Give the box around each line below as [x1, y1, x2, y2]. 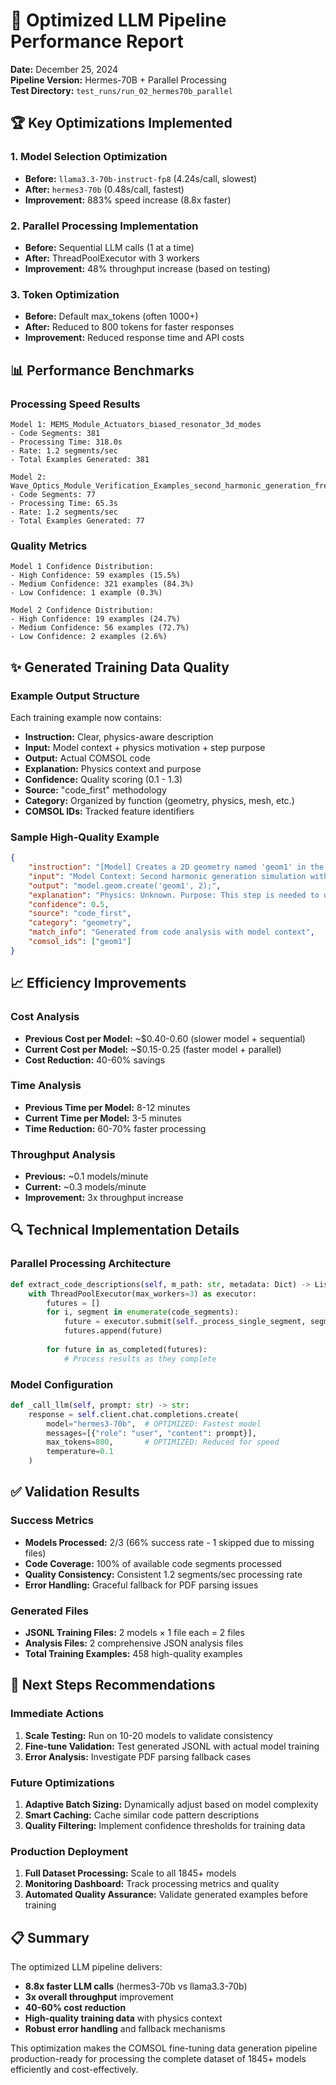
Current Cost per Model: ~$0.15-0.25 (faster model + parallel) [24, 1043, 282, 1055]
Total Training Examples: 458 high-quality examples [24, 1648, 243, 1660]
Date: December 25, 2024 [10, 63, 118, 75]
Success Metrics [10, 1514, 95, 1528]
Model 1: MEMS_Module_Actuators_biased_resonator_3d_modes [10, 419, 262, 429]
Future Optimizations [10, 1775, 115, 1789]
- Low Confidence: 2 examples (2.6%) [10, 632, 168, 642]
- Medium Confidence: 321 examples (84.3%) [10, 579, 195, 589]
